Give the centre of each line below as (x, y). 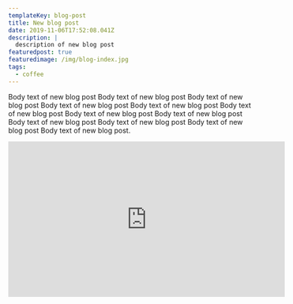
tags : (17, 67)
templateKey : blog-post (47, 15)
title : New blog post (44, 23)
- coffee (30, 74)
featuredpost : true (40, 52)
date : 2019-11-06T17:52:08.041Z (61, 30)
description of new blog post (65, 45)
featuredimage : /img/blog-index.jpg (68, 60)
